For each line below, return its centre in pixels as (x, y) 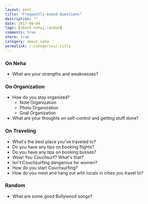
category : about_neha (27, 42)
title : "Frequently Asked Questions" (43, 14)
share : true (17, 37)
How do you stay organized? (41, 97)
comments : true (21, 32)
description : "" (21, 19)
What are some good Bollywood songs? (52, 196)
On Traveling (21, 131)
